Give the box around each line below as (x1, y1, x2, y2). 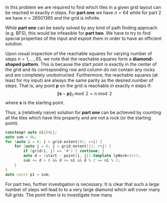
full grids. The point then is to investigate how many (5, 191, 113, 198)
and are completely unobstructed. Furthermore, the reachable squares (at (5, 72, 158, 78)
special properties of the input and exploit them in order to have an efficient (5, 35, 162, 41)
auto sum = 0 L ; (5, 134, 37, 140)
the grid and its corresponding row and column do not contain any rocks (5, 66, 155, 73)
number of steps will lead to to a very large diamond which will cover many (5, 186, 160, 192)
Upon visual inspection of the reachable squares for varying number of (5, 50, 152, 56)
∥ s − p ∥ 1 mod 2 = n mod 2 (57, 91, 112, 98)
